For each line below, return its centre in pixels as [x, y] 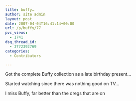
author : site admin [25, 14]
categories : [17, 51]
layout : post [19, 19]
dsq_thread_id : [21, 42]
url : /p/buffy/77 [23, 28]
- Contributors [25, 56]
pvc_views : [16, 33]
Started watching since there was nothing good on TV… [62, 84]
